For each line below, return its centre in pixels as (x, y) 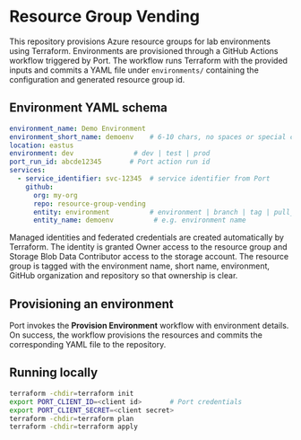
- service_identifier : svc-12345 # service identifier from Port (144, 179)
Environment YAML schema (89, 108)
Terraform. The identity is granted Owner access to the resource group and (149, 247)
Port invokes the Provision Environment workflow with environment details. (149, 326)
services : (28, 171)
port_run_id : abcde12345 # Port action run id (110, 162)
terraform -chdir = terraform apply (74, 427)
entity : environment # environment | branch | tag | (151, 212)
